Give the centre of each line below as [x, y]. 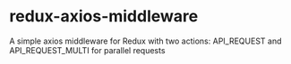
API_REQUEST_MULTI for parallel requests [87, 50]
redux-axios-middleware [104, 16]
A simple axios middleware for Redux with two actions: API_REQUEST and [145, 41]
